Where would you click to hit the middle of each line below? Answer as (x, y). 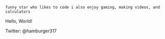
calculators (18, 12)
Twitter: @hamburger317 (31, 31)
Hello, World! (19, 21)
